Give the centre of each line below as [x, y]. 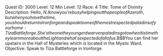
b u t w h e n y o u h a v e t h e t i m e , [31, 17]
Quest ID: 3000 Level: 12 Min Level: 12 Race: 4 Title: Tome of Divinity [74, 7]
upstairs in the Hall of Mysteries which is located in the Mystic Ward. [74, 43]
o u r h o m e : [15, 28]
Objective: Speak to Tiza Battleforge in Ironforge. [54, 48]
